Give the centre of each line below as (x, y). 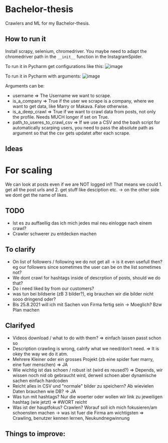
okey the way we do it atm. (40, 354)
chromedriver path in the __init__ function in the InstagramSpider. (74, 56)
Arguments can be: (25, 86)
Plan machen (26, 310)
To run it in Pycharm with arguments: (43, 76)
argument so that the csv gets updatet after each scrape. (71, 133)
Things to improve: (35, 434)
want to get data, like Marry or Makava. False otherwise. (70, 106)
